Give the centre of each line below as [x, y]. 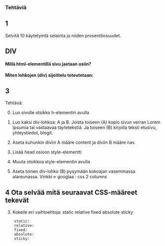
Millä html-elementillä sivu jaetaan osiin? [48, 64]
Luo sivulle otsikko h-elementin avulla [51, 113]
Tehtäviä [16, 7]
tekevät [17, 200]
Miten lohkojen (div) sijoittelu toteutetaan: [49, 75]
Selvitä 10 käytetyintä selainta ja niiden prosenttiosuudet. [63, 35]
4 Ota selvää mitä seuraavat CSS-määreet [71, 192]
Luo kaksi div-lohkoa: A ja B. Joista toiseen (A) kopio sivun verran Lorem [86, 122]
